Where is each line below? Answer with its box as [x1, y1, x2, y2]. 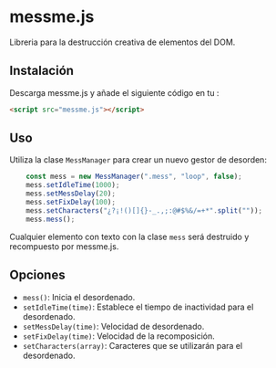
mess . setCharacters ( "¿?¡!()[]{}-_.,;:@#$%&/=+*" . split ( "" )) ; [26, 205, 262, 216]
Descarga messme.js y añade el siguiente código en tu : [9, 87, 220, 98]
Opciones [9, 268, 66, 283]
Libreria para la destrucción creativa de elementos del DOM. [9, 37, 236, 47]
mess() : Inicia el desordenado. [22, 291, 136, 302]
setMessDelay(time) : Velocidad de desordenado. [22, 321, 205, 331]
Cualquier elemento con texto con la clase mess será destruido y [9, 231, 250, 242]
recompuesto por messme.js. [9, 240, 119, 252]
